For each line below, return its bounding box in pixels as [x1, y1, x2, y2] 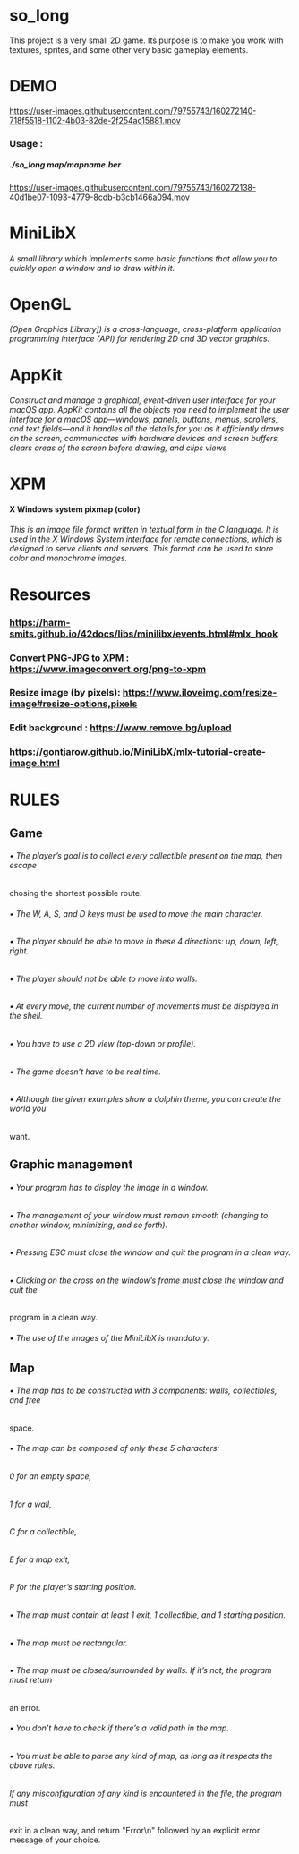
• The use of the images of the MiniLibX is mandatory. [9, 1332, 210, 1343]
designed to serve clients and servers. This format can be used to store [9, 543, 274, 554]
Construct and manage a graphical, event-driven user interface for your [9, 395, 276, 406]
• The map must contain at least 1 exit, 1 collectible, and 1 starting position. [9, 1610, 286, 1620]
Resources [9, 584, 91, 604]
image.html [9, 757, 60, 770]
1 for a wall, [9, 1499, 52, 1509]
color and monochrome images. [9, 552, 128, 564]
